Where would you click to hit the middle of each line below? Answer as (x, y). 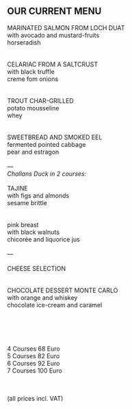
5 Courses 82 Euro (34, 355)
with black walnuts (34, 232)
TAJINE (18, 188)
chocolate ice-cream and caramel (55, 305)
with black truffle (31, 71)
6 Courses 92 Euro (34, 363)
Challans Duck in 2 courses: (47, 174)
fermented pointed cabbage (47, 144)
